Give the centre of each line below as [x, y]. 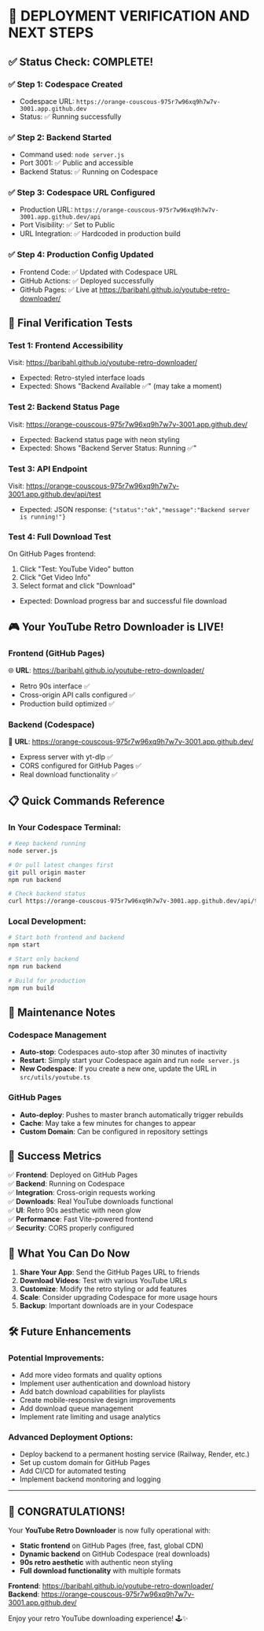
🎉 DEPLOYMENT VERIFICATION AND [129, 16]
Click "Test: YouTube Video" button [77, 569]
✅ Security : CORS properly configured [71, 1228]
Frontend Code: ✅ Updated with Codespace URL [99, 271]
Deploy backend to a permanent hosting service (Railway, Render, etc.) [134, 1454]
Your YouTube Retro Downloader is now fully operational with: [109, 1530]
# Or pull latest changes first [61, 865]
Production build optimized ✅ [67, 704]
